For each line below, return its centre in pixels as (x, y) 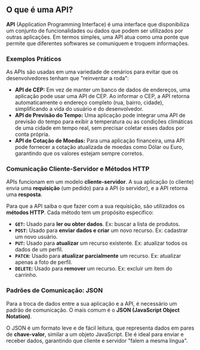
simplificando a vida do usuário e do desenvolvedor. (79, 109)
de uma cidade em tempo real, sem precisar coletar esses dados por (99, 128)
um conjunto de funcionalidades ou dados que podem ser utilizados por (95, 31)
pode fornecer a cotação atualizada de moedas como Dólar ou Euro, (99, 147)
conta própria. (32, 135)
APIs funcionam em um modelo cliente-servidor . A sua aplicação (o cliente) (100, 182)
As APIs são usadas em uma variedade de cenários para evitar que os (92, 72)
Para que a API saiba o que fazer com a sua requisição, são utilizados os (96, 206)
